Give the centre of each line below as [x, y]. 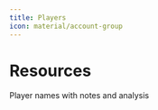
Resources [51, 71]
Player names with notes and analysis [79, 96]
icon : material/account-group [66, 26]
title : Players [38, 18]
